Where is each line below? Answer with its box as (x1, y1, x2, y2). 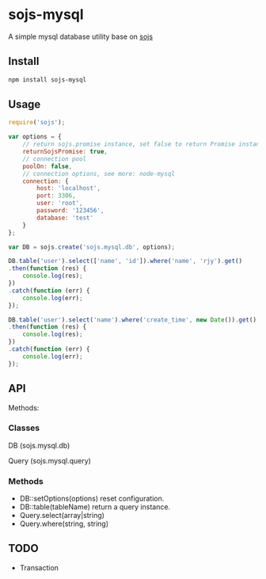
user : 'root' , (36, 200, 83, 208)
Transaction (19, 562, 59, 572)
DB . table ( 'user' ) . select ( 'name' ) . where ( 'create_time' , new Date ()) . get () (8, 315, 257, 324)
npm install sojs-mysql (8, 75, 87, 84)
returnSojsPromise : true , (22, 148, 108, 156)
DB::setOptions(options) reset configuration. (19, 493, 165, 504)
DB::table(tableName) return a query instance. (19, 502, 171, 512)
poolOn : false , (22, 162, 73, 170)
